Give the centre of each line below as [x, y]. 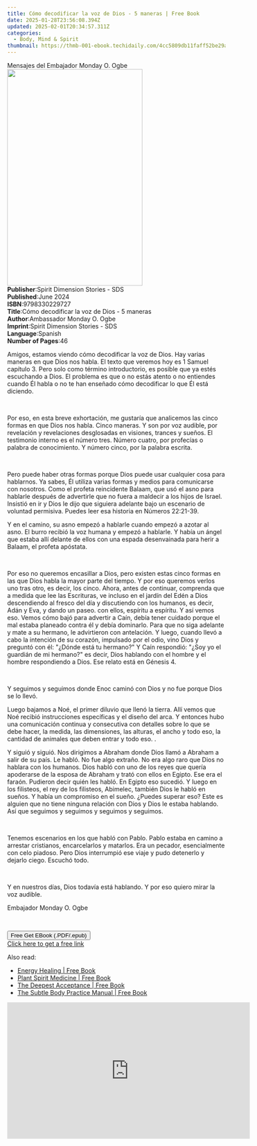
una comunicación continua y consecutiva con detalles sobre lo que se [108, 724]
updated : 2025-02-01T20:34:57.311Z [59, 26]
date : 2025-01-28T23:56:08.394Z [54, 20]
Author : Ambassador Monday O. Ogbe [62, 319]
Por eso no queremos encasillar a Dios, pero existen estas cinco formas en [114, 573]
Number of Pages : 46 [37, 341]
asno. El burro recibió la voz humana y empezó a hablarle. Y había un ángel [115, 532]
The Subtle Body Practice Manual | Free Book [82, 993]
